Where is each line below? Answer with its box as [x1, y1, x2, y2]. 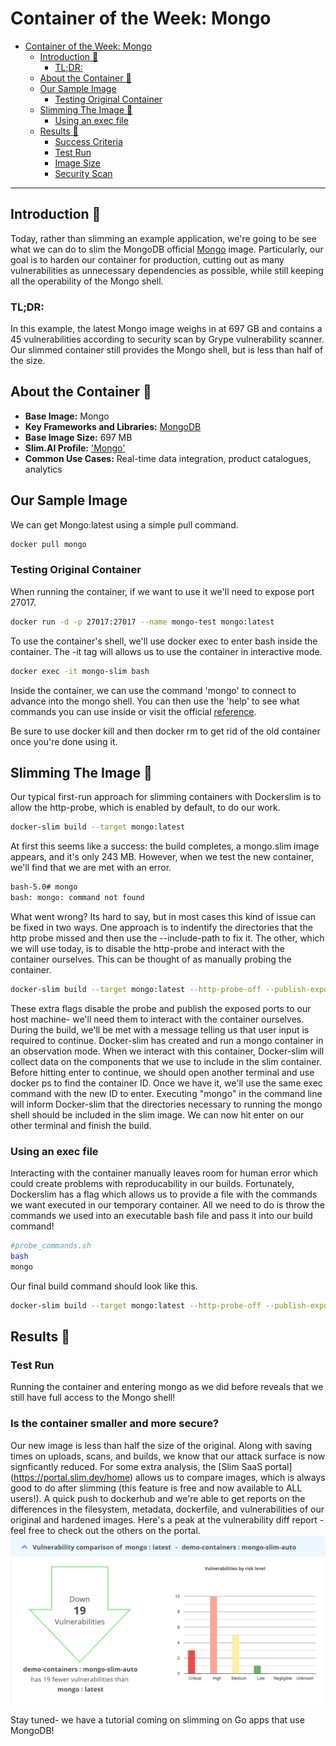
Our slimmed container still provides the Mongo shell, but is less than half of [10, 344, 324, 356]
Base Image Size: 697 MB [24, 431, 133, 443]
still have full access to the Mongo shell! [10, 1392, 176, 1404]
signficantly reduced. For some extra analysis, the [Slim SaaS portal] [10, 1460, 293, 1472]
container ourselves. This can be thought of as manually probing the [10, 953, 292, 966]
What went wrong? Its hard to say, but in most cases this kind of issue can [10, 911, 317, 923]
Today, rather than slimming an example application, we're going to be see [10, 232, 317, 244]
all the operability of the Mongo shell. [10, 275, 164, 287]
